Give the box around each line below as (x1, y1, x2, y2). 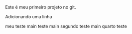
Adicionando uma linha (5, 14, 52, 19)
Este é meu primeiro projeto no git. (5, 4, 76, 10)
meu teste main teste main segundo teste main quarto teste (5, 23, 127, 29)
